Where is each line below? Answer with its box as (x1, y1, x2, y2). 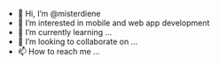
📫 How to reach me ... (17, 47, 100, 56)
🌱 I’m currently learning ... (17, 27, 113, 37)
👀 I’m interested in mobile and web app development (17, 18, 210, 28)
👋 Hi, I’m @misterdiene (17, 9, 101, 18)
